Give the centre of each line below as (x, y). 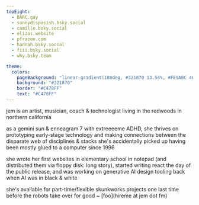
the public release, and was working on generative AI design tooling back (96, 171)
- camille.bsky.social (39, 28)
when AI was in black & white (42, 178)
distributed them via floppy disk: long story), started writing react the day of (99, 165)
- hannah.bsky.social (38, 45)
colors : (21, 72)
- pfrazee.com (29, 39)
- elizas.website (33, 34)
